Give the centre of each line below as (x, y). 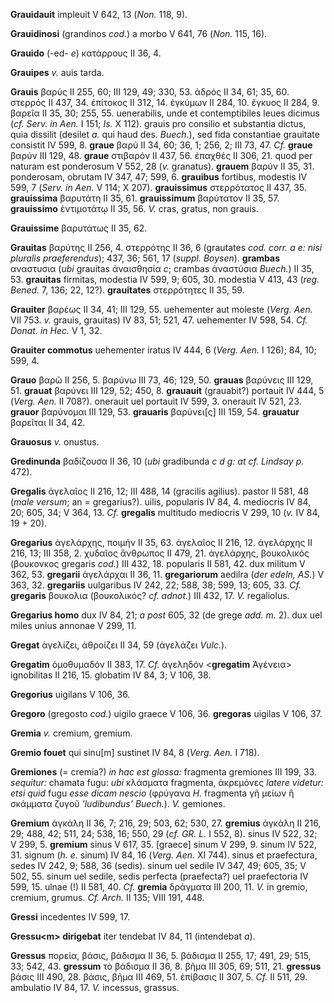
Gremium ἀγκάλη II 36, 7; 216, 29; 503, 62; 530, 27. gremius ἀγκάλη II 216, (166, 823)
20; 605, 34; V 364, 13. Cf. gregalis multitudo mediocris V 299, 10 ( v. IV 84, (165, 512)
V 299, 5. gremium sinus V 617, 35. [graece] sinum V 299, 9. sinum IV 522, (164, 844)
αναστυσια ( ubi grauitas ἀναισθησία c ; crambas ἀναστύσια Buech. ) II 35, (162, 268)
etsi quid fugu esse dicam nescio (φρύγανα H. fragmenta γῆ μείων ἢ (152, 793)
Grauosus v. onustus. (55, 442)
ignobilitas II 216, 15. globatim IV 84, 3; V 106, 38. (111, 675)
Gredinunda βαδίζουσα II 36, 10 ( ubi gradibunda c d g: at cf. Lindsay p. (157, 461)
